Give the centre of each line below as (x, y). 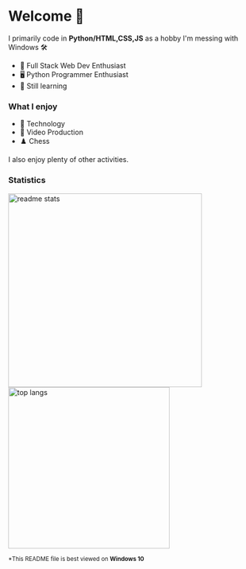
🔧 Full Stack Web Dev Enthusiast (73, 65)
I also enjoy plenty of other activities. (69, 160)
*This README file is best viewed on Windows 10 (76, 559)
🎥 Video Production (51, 132)
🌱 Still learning (43, 86)
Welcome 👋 (46, 16)
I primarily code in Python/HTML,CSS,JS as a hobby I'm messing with (123, 38)
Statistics (27, 180)
